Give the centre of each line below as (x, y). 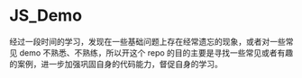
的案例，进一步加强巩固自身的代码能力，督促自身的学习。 (116, 64)
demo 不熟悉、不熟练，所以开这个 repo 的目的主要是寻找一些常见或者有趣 (156, 52)
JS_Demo (46, 16)
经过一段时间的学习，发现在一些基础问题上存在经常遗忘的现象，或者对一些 (147, 41)
